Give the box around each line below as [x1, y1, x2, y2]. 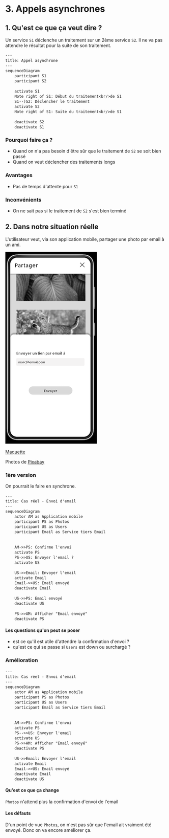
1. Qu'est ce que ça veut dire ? [5, 24, 102, 32]
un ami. [5, 241, 21, 248]
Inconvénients [5, 196, 42, 203]
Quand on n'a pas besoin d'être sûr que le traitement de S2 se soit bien [12, 148, 161, 154]
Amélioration [5, 657, 38, 664]
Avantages [5, 172, 33, 179]
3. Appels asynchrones [5, 3, 105, 15]
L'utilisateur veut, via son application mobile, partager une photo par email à [5, 236, 164, 242]
